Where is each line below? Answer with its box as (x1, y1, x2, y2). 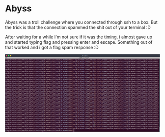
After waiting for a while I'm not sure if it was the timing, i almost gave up (5, 34, 152, 40)
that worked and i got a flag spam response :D (5, 44, 99, 50)
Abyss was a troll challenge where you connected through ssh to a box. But (5, 19, 158, 25)
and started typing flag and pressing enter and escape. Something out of (5, 39, 153, 45)
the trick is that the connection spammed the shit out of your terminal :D (5, 24, 151, 30)
